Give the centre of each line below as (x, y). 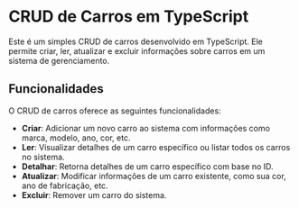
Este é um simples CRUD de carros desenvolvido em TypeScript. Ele (135, 41)
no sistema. (43, 157)
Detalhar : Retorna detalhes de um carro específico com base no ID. (147, 166)
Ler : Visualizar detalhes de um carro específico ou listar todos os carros (156, 147)
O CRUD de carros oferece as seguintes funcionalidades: (115, 111)
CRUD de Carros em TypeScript (129, 17)
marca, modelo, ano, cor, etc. (76, 138)
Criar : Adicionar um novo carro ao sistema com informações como (145, 128)
